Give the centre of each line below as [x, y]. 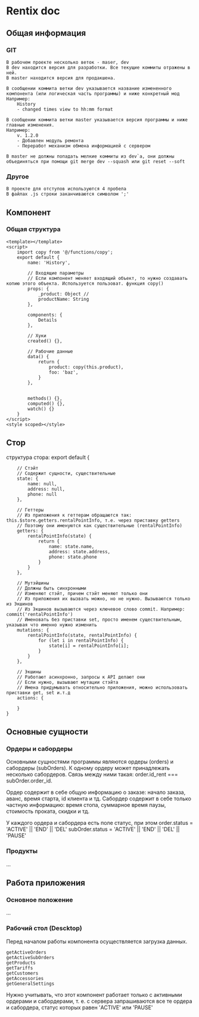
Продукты [22, 851]
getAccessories [25, 978]
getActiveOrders [26, 952]
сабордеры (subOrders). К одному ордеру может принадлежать [88, 768]
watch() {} [41, 409]
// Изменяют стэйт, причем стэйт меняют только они [82, 593]
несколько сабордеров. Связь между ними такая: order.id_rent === [92, 775]
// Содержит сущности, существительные [66, 473]
